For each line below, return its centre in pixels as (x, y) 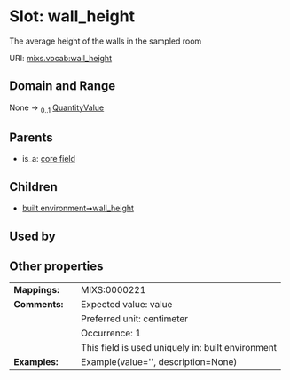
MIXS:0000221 (114, 290)
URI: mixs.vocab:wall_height (61, 58)
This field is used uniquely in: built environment (179, 348)
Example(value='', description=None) (159, 362)
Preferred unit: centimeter (135, 319)
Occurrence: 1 (111, 333)
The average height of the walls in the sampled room (106, 41)
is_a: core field (49, 159)
